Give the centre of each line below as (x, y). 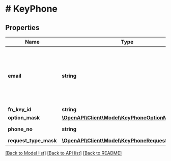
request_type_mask (32, 140)
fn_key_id (20, 109)
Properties (22, 28)
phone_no (20, 129)
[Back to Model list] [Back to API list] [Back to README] (64, 153)
